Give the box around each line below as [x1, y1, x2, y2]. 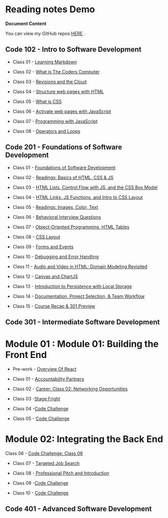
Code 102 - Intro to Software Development [5, 45, 142, 54]
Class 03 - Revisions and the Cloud [12, 78, 87, 85]
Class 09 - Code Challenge [12, 480, 69, 486]
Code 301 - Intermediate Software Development [5, 318, 160, 326]
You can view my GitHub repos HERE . [5, 30, 86, 36]
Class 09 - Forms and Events [12, 244, 74, 250]
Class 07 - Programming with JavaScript [12, 118, 98, 124]
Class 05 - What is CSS [12, 98, 62, 104]
